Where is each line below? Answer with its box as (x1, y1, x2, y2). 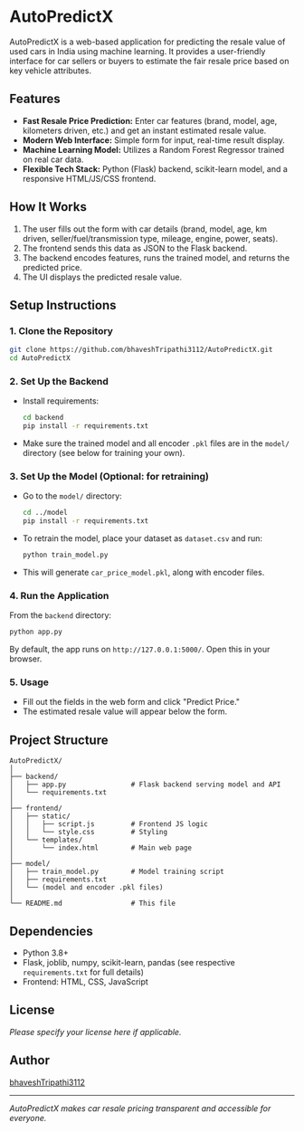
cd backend (22, 414, 64, 423)
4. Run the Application (9, 589, 109, 602)
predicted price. (22, 262, 83, 272)
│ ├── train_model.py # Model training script (9, 867, 224, 877)
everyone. (9, 1112, 47, 1123)
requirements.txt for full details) (22, 966, 145, 978)
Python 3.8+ (22, 947, 70, 958)
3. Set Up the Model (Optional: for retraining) (9, 470, 210, 482)
